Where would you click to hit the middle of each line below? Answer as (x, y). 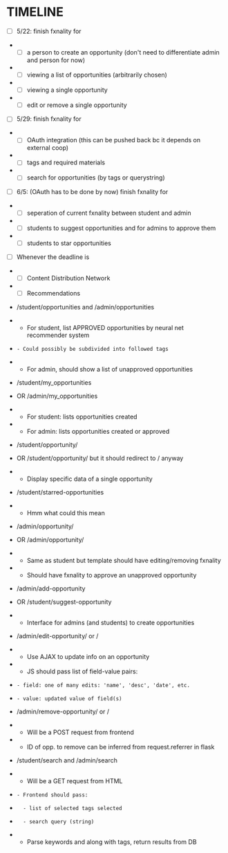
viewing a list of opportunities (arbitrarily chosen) (97, 75)
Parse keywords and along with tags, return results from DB (112, 842)
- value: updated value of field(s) (69, 698)
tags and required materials (66, 162)
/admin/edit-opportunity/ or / (57, 635)
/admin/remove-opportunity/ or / (63, 711)
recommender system (58, 335)
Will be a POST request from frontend (80, 732)
